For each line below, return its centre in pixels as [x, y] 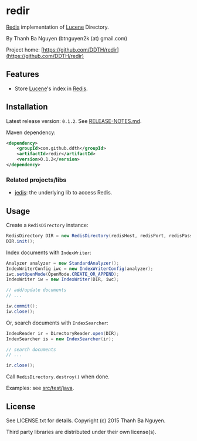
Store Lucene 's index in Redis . [51, 88]
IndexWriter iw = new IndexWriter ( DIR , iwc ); [62, 279]
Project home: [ [25, 49]
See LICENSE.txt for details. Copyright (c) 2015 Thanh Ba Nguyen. [86, 421]
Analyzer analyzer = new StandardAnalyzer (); [62, 263]
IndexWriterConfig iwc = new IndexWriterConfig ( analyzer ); [80, 269]
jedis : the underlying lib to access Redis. [63, 193]
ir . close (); [21, 365]
